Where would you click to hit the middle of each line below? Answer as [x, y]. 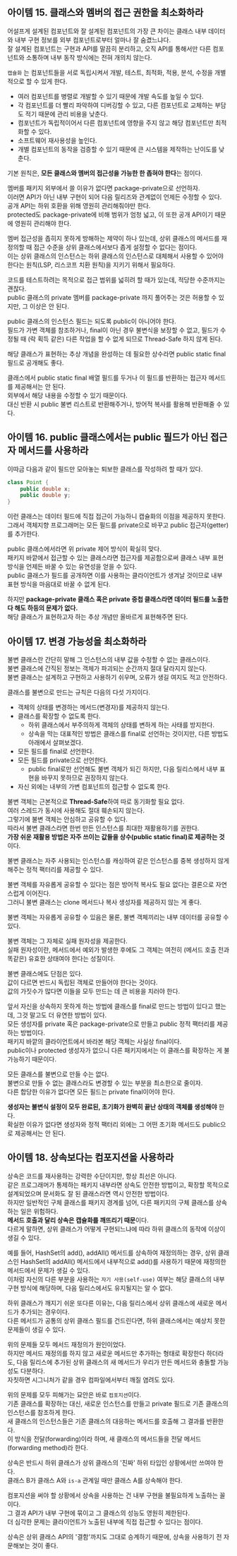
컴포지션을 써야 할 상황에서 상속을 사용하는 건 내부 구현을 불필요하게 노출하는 [113, 1495]
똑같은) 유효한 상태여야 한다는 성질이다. [61, 958]
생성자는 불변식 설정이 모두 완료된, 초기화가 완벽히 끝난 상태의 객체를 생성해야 [112, 1106]
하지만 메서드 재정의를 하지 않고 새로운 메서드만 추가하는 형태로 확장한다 [106, 1353]
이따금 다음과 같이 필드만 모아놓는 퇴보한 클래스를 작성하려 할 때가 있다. [105, 469]
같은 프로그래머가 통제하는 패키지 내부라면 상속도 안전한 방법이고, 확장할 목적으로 [119, 1185]
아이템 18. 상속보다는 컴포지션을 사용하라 [91, 1158]
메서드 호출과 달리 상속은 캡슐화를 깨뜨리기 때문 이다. [78, 1220]
